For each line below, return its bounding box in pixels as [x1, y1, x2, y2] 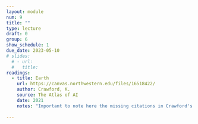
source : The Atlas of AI [17, 92, 78, 98]
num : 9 [6, 14, 23, 20]
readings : [6, 70, 31, 76]
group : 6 [6, 36, 28, 42]
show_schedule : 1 [6, 42, 49, 48]
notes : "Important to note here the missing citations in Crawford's [17, 103, 193, 109]
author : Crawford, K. [17, 86, 70, 92]
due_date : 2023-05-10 [6, 48, 60, 54]
